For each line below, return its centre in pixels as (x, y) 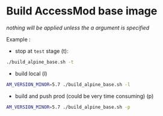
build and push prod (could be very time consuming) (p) (84, 96)
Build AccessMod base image (82, 11)
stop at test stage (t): (42, 51)
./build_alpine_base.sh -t (40, 62)
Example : (19, 39)
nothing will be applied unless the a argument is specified (78, 28)
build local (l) (31, 73)
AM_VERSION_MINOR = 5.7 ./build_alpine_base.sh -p (68, 107)
